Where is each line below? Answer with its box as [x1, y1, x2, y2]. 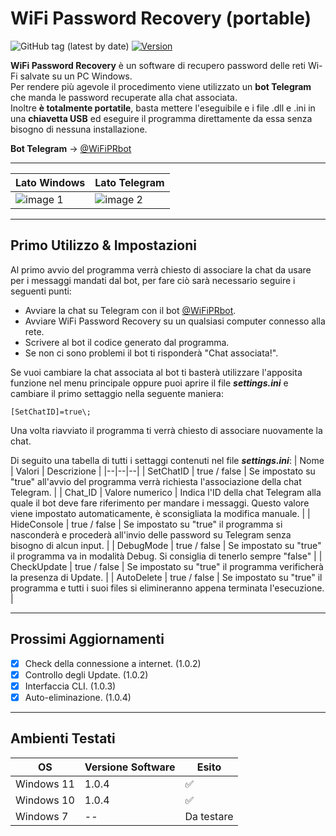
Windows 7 [15, 809, 69, 823]
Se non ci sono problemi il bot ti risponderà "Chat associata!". [24, 347, 279, 359]
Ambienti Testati [10, 730, 116, 747]
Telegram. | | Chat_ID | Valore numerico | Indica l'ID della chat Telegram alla [10, 486, 322, 498]
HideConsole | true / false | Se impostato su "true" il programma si [10, 518, 283, 530]
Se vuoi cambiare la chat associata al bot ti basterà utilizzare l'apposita [10, 366, 303, 378]
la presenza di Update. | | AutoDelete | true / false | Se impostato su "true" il [10, 571, 323, 583]
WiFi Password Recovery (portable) [10, 7, 312, 30]
